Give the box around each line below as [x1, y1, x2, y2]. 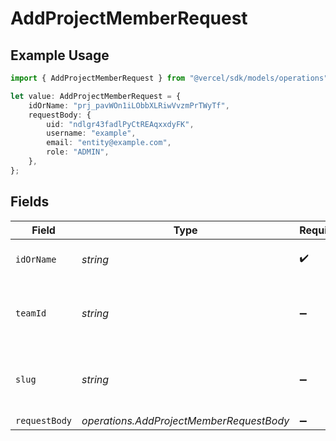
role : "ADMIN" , [46, 147, 110, 157]
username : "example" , [46, 128, 137, 139]
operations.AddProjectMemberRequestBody [81, 413, 290, 427]
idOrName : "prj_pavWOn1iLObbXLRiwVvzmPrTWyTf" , [28, 100, 230, 111]
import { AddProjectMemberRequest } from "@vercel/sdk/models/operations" [10, 73, 329, 83]
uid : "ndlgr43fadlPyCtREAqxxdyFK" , [46, 119, 195, 129]
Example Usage [10, 47, 110, 64]
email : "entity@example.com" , [46, 138, 172, 148]
